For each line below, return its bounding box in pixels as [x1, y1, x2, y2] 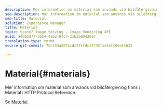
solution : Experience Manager [5, 20, 66, 26]
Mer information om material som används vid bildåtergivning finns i [5, 84, 140, 90]
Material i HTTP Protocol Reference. [5, 89, 77, 95]
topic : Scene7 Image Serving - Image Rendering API [5, 30, 111, 34]
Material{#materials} [5, 68, 91, 79]
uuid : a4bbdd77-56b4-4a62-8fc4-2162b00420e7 [5, 34, 96, 39]
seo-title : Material [5, 16, 47, 21]
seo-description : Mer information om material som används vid [5, 12, 135, 16]
